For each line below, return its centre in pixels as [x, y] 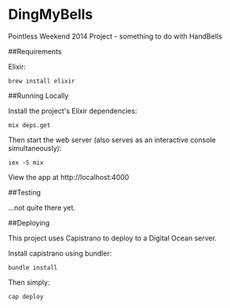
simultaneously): [35, 148]
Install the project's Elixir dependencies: [73, 111]
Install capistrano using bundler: [60, 253]
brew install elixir [42, 81]
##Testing [25, 192]
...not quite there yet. [42, 207]
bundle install [33, 268]
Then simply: [29, 282]
